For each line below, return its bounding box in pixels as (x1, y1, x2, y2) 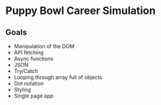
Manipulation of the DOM (13, 43, 75, 50)
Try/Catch (13, 68, 38, 74)
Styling (13, 86, 32, 93)
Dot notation (13, 80, 44, 87)
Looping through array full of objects (13, 74, 103, 80)
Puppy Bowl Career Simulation (5, 4, 156, 17)
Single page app (13, 92, 54, 99)
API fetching (13, 49, 44, 56)
